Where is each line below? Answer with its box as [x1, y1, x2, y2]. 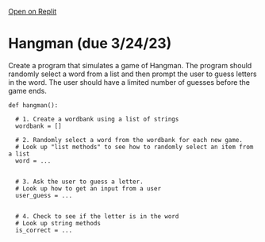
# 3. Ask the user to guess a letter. [15, 178, 144, 186]
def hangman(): [8, 101, 59, 109]
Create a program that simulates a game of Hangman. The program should [8, 60, 252, 70]
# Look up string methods [15, 219, 102, 227]
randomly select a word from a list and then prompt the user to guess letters [8, 69, 257, 79]
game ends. [8, 86, 48, 95]
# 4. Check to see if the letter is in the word [15, 212, 179, 221]
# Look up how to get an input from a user [15, 184, 161, 193]
